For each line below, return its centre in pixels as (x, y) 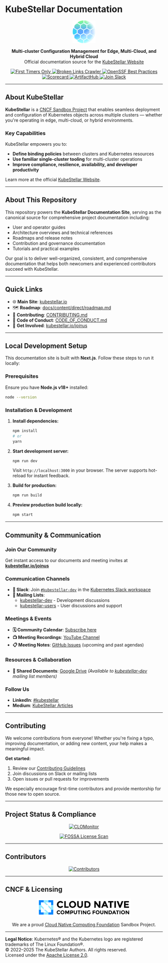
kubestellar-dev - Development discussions (65, 600)
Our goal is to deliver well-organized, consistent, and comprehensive (76, 258)
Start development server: (40, 451)
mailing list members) (35, 676)
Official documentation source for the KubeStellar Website (84, 62)
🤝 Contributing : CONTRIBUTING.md (50, 314)
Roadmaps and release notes (42, 238)
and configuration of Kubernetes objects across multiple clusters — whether (84, 115)
